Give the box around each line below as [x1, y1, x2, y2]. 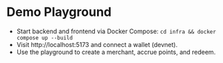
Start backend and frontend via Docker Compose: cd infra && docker [16, 27, 216, 35]
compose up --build [16, 34, 73, 42]
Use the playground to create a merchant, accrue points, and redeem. [16, 48, 216, 56]
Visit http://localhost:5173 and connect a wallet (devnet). [16, 40, 178, 48]
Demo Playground [6, 4, 112, 20]
